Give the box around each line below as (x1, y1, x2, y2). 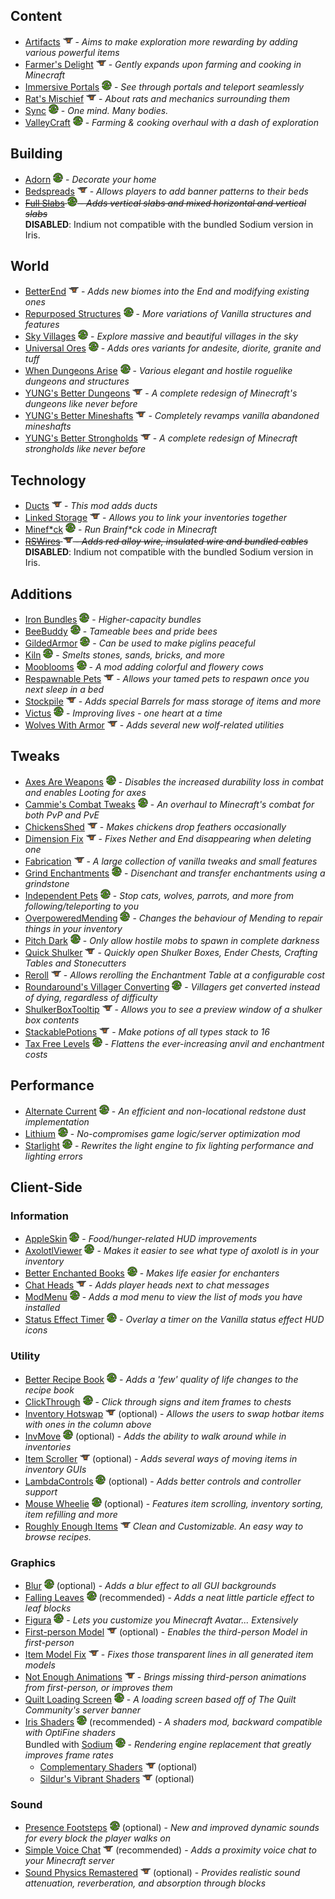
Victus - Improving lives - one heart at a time (24, 707, 223, 719)
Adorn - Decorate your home (24, 173, 157, 185)
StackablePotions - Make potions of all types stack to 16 (24, 1025, 270, 1038)
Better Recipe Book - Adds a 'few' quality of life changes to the (24, 1373, 299, 1385)
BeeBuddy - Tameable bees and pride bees (24, 625, 218, 638)
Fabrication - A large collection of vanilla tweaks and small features (24, 855, 318, 867)
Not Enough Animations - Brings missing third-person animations (24, 1670, 307, 1683)
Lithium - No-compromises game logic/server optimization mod (24, 1127, 301, 1139)
